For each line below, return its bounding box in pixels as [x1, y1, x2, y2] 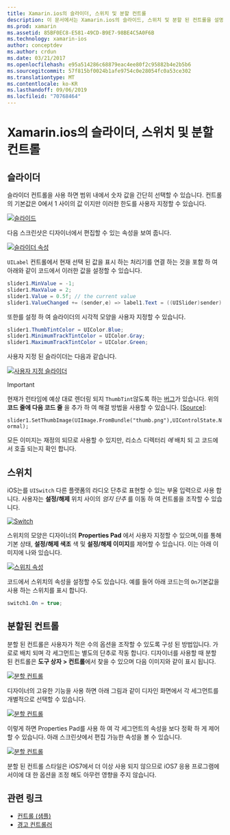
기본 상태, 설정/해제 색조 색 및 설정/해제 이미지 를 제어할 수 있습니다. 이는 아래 [7, 540, 212, 548]
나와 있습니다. [25, 548, 62, 556]
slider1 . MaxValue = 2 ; [7, 286, 72, 293]
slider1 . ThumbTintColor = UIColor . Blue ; [7, 326, 125, 333]
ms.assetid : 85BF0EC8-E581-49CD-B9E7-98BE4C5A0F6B [7, 29, 155, 36]
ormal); [7, 423, 29, 430]
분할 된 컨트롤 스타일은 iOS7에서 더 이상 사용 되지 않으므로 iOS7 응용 [7, 762, 190, 770]
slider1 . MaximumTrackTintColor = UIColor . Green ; [7, 339, 149, 346]
